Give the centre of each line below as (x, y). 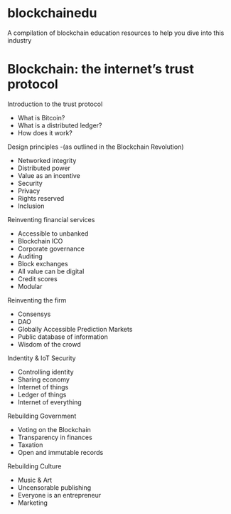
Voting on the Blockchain (54, 429)
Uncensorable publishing (54, 487)
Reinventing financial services (51, 219)
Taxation (30, 445)
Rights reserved (41, 198)
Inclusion (31, 206)
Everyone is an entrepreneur (59, 495)
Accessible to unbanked (53, 234)
